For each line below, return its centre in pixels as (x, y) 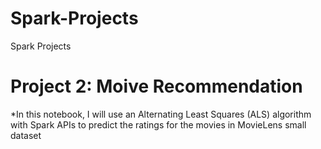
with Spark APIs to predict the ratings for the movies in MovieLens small (158, 124)
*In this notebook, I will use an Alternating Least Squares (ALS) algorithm (161, 114)
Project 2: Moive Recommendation (156, 86)
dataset (26, 135)
